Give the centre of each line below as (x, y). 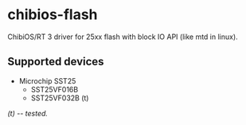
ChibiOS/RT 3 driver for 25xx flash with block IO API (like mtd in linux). (123, 37)
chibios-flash (53, 15)
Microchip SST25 (47, 80)
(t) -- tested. (28, 113)
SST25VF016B (55, 89)
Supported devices (56, 62)
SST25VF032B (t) (60, 98)
